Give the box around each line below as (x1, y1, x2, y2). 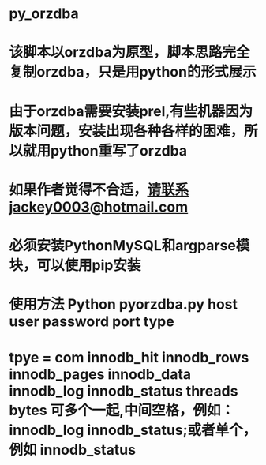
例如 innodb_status (9, 441, 137, 459)
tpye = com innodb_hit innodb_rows (9, 349, 249, 367)
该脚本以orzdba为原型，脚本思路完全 (9, 43, 250, 62)
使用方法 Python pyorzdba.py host (9, 295, 238, 313)
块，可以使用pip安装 (9, 256, 141, 274)
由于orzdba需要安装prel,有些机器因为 (9, 102, 253, 120)
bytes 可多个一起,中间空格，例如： (9, 402, 235, 419)
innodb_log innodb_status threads (9, 382, 238, 400)
